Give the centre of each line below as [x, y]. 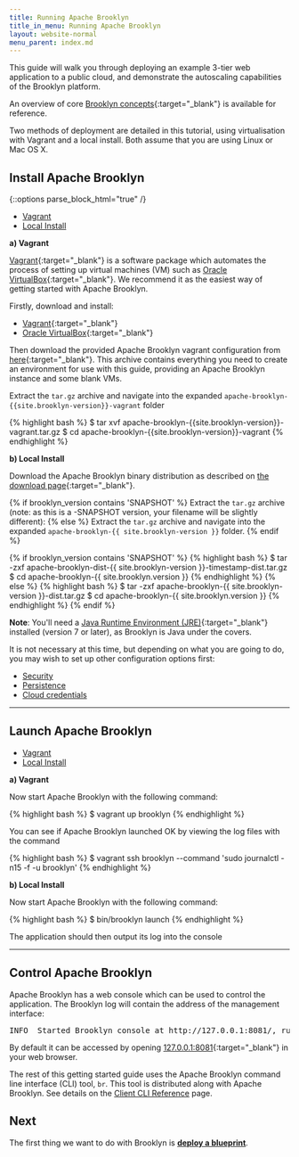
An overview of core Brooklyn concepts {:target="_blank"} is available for [143, 104]
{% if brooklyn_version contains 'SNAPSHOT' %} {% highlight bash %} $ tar [148, 558]
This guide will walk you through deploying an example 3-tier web [130, 68]
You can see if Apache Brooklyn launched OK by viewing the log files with [145, 831]
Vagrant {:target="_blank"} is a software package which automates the [138, 260]
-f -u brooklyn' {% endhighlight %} [87, 867]
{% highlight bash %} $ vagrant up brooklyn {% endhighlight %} [127, 814]
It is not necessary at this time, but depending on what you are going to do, [147, 649]
